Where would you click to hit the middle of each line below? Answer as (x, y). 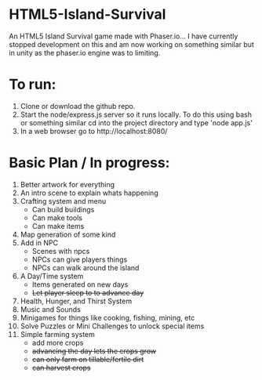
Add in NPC (39, 242)
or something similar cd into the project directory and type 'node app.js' (136, 122)
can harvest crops (61, 367)
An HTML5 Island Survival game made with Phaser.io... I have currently (124, 36)
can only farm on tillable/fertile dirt (88, 359)
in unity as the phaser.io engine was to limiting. (85, 52)
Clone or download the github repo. (78, 106)
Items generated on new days (80, 284)
